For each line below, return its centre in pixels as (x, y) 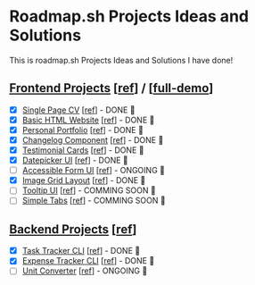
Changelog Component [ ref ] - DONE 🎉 (93, 139)
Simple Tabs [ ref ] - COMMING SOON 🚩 (94, 201)
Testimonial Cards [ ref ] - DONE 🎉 (83, 150)
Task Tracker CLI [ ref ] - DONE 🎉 (81, 251)
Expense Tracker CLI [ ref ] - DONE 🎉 (88, 261)
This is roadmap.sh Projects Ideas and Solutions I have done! (121, 60)
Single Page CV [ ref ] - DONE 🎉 (78, 110)
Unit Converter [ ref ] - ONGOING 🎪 (85, 271)
